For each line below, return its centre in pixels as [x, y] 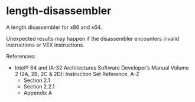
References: [21, 56]
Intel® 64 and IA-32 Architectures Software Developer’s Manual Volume [102, 68]
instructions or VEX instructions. [45, 45]
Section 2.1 [37, 80]
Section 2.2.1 [39, 86]
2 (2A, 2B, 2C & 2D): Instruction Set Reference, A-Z [77, 74]
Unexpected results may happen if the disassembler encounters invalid [92, 38]
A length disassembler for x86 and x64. [54, 27]
